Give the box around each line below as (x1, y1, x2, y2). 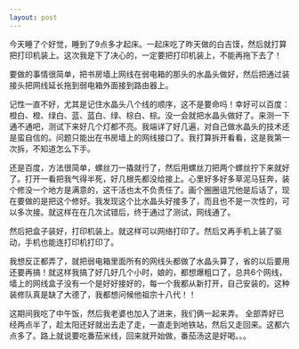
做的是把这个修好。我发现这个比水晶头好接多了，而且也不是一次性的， (24, 195, 282, 206)
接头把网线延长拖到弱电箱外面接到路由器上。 (9, 79, 174, 90)
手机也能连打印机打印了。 (24, 237, 118, 248)
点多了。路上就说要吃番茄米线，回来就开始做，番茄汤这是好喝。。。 (9, 330, 251, 341)
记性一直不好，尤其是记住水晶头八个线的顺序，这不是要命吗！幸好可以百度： (9, 99, 290, 110)
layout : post (9, 12, 58, 22)
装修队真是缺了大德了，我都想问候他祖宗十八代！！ (9, 288, 197, 299)
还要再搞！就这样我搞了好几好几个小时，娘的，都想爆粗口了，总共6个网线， (9, 266, 287, 277)
